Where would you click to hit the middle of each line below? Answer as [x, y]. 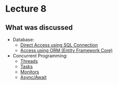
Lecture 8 [26, 9]
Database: [23, 39]
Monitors [29, 72]
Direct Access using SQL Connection [59, 45]
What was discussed [39, 28]
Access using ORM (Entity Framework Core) [66, 50]
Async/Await [33, 77]
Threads [29, 61]
